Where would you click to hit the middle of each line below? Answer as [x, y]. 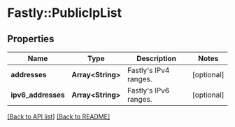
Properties [31, 39]
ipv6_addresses [38, 95]
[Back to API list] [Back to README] [59, 116]
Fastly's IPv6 [148, 91]
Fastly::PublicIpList [65, 13]
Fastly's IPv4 [148, 70]
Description [156, 59]
